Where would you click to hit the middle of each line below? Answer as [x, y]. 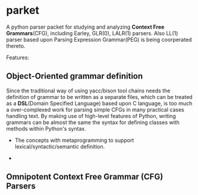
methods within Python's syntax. [46, 128]
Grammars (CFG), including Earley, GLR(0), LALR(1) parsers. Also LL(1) [92, 33]
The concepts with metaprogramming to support [74, 140]
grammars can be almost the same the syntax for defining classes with [93, 122]
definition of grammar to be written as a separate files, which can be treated [99, 97]
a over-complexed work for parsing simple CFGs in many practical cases [95, 109]
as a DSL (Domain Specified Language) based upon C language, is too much [99, 103]
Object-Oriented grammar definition [75, 76]
